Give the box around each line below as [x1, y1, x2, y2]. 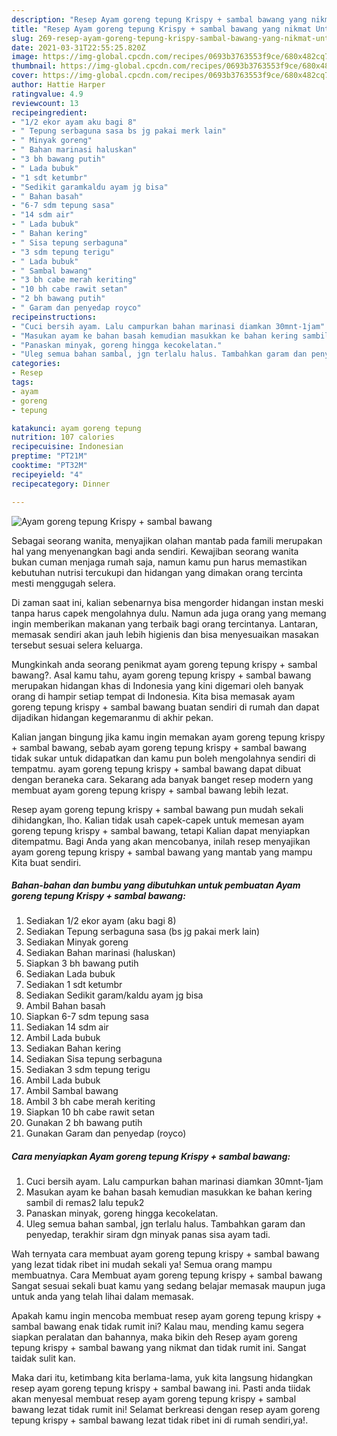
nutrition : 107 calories [11, 432, 115, 443]
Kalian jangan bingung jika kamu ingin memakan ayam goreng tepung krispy [11, 731, 326, 743]
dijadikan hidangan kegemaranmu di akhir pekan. [11, 711, 214, 723]
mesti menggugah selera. [11, 577, 116, 589]
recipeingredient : [11, 107, 88, 118]
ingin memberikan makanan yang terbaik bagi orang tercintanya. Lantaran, [11, 617, 319, 630]
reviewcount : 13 [11, 98, 79, 108]
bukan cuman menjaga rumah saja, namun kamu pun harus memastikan [11, 556, 308, 568]
